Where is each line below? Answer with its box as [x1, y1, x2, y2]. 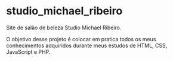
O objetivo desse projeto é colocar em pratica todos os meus [6, 35, 156, 42]
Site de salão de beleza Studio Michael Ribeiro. [6, 24, 122, 31]
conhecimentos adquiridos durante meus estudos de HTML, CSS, [6, 42, 168, 49]
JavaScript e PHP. [6, 48, 51, 55]
